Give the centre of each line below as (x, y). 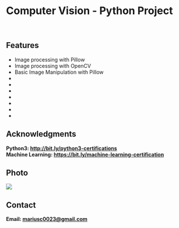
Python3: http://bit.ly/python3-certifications (62, 148)
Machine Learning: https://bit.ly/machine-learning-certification (85, 154)
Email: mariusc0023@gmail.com (47, 219)
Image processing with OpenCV (53, 66)
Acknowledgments (41, 134)
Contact (21, 205)
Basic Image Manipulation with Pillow (59, 72)
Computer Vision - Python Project (89, 11)
